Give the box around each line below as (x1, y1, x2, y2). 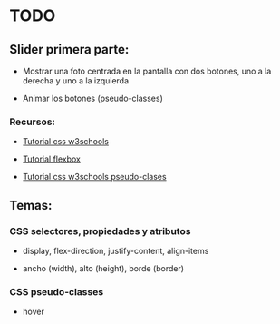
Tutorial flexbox (22, 153, 82, 164)
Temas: (9, 197, 53, 213)
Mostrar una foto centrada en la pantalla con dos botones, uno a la (22, 65, 272, 76)
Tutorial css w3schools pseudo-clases (22, 172, 167, 182)
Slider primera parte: (9, 42, 130, 57)
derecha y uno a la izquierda (22, 75, 130, 86)
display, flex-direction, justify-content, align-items (22, 245, 209, 256)
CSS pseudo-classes (9, 285, 104, 298)
